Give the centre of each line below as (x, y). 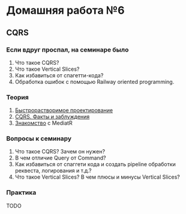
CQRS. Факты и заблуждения (52, 117)
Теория (17, 97)
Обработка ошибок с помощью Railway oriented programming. (94, 82)
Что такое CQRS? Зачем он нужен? (60, 152)
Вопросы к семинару (39, 138)
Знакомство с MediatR (44, 123)
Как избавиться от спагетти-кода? (59, 75)
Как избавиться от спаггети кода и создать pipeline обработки (95, 164)
